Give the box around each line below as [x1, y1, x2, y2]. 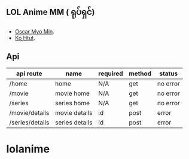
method [129, 69, 151, 78]
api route [16, 69, 42, 78]
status [159, 69, 178, 78]
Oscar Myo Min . [14, 27, 55, 35]
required [98, 69, 124, 78]
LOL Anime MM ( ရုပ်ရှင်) [6, 7, 95, 17]
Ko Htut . [14, 34, 36, 41]
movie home [54, 89, 90, 97]
